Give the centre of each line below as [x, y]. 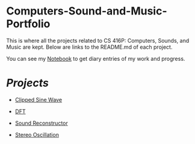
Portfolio [28, 24]
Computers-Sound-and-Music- [87, 11]
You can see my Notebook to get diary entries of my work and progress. [96, 58]
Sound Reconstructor [41, 123]
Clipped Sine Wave [38, 99]
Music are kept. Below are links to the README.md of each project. [89, 47]
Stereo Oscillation [37, 134]
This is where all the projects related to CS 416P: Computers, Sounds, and [98, 40]
